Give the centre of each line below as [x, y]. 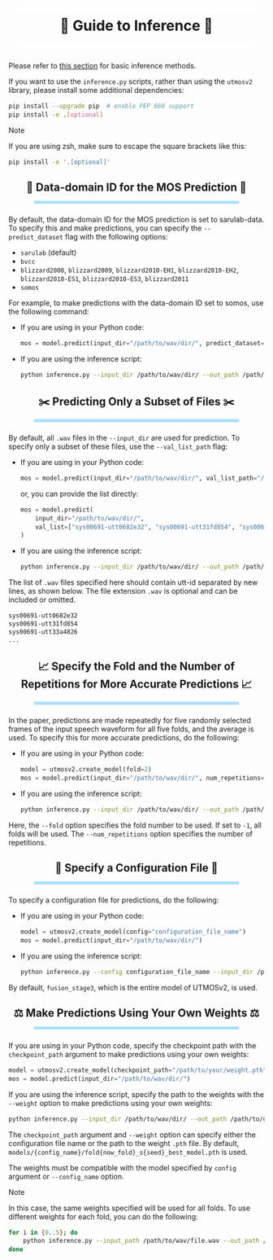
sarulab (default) [48, 252]
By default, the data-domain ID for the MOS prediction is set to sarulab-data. [136, 220]
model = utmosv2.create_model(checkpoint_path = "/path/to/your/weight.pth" [138, 1070]
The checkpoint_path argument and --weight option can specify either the [132, 1135]
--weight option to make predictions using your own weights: [110, 1103]
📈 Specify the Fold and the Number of [136, 666]
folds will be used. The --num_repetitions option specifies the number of [131, 833]
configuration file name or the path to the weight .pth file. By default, [124, 1143]
